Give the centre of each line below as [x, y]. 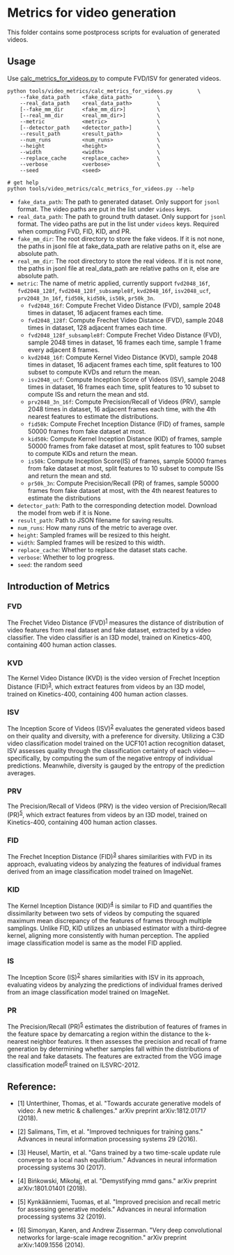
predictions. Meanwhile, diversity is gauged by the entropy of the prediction [116, 766]
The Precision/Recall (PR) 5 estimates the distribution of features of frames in [117, 1026]
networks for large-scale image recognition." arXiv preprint [102, 1238]
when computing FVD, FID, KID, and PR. [74, 231]
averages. [22, 773]
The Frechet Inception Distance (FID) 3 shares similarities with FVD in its [110, 856]
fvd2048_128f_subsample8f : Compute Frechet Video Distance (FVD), [124, 335]
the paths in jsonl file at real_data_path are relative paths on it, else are [118, 268]
